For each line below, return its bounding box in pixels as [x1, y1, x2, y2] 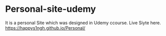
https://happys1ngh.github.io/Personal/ [5, 25, 85, 31]
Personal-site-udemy [5, 3, 96, 15]
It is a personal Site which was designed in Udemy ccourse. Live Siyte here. [5, 20, 161, 26]
